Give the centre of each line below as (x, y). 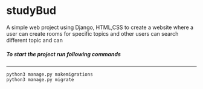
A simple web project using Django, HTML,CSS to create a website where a (100, 27)
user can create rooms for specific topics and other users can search (92, 33)
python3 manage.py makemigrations (50, 74)
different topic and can (35, 40)
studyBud (31, 11)
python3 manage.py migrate (40, 79)
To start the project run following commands (63, 54)
